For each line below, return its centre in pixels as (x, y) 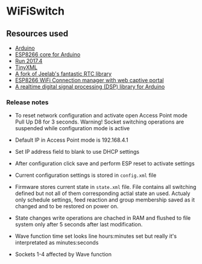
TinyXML (26, 67)
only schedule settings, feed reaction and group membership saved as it (105, 200)
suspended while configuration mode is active (72, 128)
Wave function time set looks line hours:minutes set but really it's (96, 236)
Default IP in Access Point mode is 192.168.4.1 (71, 140)
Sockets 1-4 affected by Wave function (63, 254)
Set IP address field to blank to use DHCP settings (77, 152)
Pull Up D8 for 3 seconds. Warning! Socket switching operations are (99, 122)
